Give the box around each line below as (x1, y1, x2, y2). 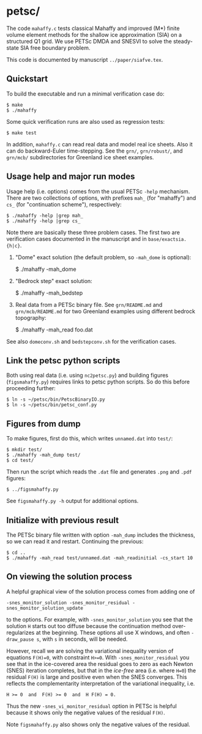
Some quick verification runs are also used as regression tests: (6, 118, 165, 125)
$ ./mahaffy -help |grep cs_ (6, 218, 81, 224)
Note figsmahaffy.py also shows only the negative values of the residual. (6, 721, 191, 728)
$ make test (6, 130, 37, 136)
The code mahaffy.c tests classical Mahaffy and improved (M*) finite (6, 25, 180, 32)
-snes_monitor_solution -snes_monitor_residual (6, 599, 130, 606)
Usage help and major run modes (6, 172, 135, 182)
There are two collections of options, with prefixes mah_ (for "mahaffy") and (6, 194, 196, 202)
